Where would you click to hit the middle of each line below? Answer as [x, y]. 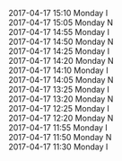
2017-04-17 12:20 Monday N [61, 118]
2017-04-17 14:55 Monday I [59, 32]
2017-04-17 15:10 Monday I [58, 13]
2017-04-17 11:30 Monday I [58, 147]
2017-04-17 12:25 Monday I [59, 108]
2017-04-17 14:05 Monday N [61, 80]
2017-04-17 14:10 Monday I [58, 70]
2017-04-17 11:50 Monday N [60, 137]
